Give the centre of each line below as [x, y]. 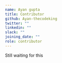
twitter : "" [17, 23]
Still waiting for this [24, 55]
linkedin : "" [18, 28]
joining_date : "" [23, 37]
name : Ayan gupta [23, 10]
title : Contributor [25, 14]
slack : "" [15, 32]
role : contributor [23, 42]
